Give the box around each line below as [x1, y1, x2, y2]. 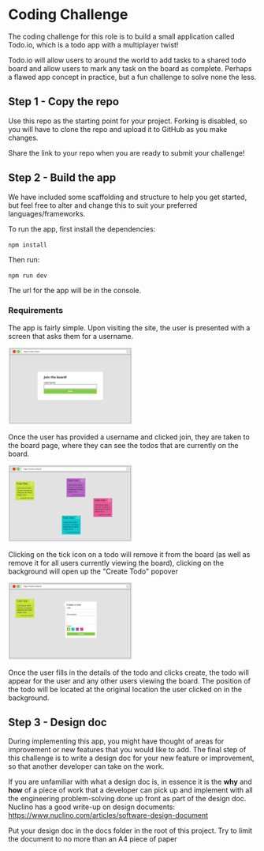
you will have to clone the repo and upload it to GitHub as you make [8, 124, 228, 134]
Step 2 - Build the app [8, 171, 117, 185]
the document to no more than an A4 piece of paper [8, 834, 177, 844]
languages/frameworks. [8, 209, 86, 218]
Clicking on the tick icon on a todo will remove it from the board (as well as [8, 550, 251, 559]
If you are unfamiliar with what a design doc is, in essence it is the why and [8, 777, 252, 787]
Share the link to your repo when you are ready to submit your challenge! [8, 148, 245, 157]
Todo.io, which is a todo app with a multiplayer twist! [8, 40, 179, 49]
